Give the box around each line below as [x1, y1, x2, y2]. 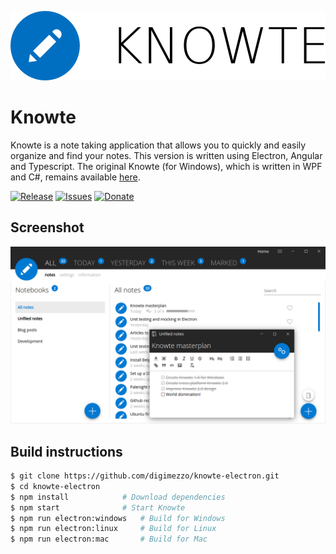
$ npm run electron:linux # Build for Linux [10, 524, 217, 534]
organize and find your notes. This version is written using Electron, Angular [10, 149, 323, 161]
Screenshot [10, 219, 85, 236]
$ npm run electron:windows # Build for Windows [10, 513, 226, 523]
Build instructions [10, 443, 123, 460]
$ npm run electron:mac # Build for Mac [10, 534, 208, 545]
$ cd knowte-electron [10, 481, 101, 491]
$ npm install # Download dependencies [10, 492, 226, 502]
